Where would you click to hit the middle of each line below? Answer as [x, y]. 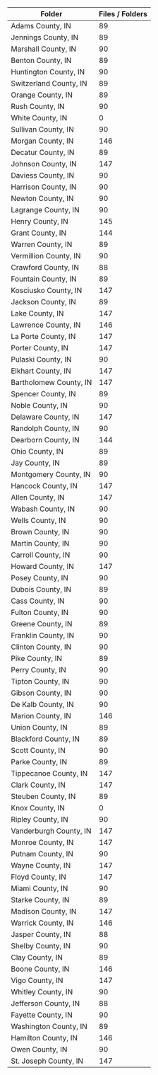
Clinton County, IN [41, 647]
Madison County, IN [44, 911]
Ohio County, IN [37, 451]
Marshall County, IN [44, 49]
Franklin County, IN [43, 635]
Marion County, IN [41, 716]
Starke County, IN [40, 900]
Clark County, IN [38, 785]
